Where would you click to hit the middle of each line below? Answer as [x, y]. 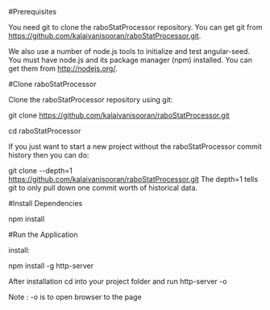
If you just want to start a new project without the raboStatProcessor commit [135, 147]
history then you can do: [49, 155]
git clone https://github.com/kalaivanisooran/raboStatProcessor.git [119, 115]
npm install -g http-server [51, 266]
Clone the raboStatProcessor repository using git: [91, 99]
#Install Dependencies [46, 203]
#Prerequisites [33, 12]
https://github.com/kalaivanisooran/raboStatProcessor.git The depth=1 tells [133, 179]
